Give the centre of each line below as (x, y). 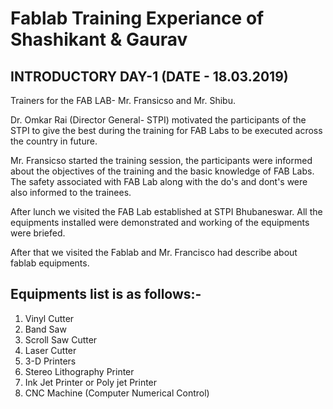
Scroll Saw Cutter (61, 339)
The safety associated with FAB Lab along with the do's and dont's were (159, 181)
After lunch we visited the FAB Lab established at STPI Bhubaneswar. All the (166, 211)
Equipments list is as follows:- (106, 294)
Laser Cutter (50, 350)
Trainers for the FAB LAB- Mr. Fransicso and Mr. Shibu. (123, 100)
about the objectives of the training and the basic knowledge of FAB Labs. (162, 171)
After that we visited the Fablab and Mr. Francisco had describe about (154, 252)
